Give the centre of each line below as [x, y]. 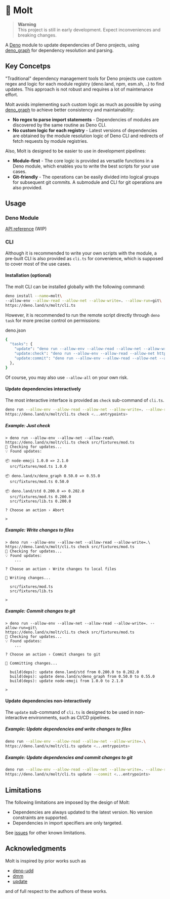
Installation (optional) [28, 275]
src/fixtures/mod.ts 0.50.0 [39, 481]
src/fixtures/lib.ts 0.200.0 [40, 501]
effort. [12, 94]
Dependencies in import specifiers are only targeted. [68, 823]
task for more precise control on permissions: [53, 320]
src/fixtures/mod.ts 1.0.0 [38, 466]
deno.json [16, 330]
